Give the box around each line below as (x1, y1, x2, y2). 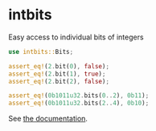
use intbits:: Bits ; (8, 47, 74, 55)
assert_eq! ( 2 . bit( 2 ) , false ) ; (8, 77, 110, 85)
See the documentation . (8, 114, 88, 124)
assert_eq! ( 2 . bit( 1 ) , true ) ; (8, 70, 106, 78)
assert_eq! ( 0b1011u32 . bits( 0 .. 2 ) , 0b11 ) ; (8, 92, 150, 100)
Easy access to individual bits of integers (8, 32, 144, 42)
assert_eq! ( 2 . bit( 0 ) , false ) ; (8, 62, 110, 70)
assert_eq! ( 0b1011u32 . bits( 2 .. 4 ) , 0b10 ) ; (8, 99, 150, 108)
